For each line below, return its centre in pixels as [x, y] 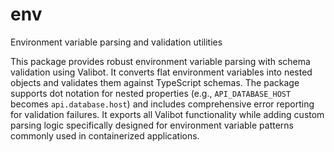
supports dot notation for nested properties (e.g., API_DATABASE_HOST [151, 93]
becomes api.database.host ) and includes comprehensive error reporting [162, 104]
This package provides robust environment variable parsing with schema [160, 61]
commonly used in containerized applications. [105, 135]
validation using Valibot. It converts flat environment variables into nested [161, 72]
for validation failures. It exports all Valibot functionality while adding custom [167, 114]
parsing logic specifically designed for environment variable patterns [152, 125]
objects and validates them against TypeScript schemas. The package [155, 82]
